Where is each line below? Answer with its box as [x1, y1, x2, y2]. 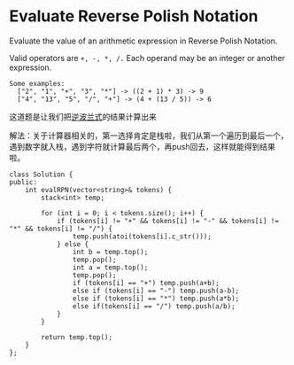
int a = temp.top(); [72, 263, 149, 272]
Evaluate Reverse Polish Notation [9, 6, 259, 27]
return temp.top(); [41, 332, 113, 342]
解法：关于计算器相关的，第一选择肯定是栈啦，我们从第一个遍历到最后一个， [9, 130, 289, 141]
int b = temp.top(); [72, 247, 149, 256]
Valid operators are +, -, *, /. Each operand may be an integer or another [9, 52, 286, 63]
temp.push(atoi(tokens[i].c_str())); [72, 232, 213, 241]
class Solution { [9, 170, 73, 179]
